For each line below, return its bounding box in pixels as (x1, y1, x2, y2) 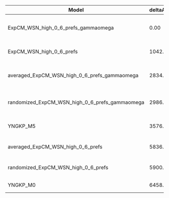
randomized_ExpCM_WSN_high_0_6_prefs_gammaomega (8, 99, 145, 106)
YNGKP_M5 (8, 123, 36, 129)
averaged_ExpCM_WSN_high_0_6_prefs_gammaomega (8, 72, 139, 79)
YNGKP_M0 (8, 181, 36, 188)
